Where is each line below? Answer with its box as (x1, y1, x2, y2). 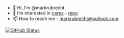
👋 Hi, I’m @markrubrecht (12, 5, 65, 10)
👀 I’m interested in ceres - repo (12, 10, 78, 16)
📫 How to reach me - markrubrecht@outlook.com (12, 15, 119, 21)
